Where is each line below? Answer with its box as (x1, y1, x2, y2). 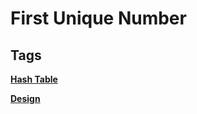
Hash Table (10, 73, 58, 85)
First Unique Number (10, 7, 187, 30)
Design (10, 93, 41, 104)
